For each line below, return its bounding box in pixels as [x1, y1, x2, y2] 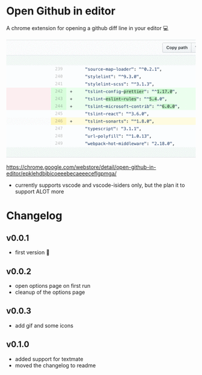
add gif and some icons [14, 322, 74, 329]
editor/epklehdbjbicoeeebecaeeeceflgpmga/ [6, 170, 117, 177]
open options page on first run [14, 282, 91, 289]
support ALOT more [14, 188, 64, 195]
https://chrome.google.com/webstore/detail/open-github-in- [6, 163, 156, 171]
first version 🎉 [14, 249, 50, 256]
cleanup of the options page [14, 288, 85, 296]
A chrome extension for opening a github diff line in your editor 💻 [6, 24, 169, 31]
